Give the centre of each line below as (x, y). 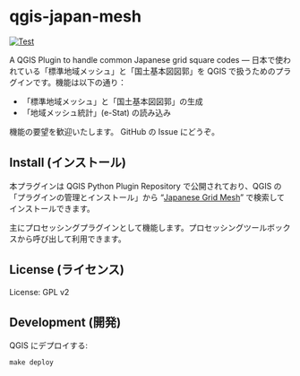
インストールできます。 (52, 208)
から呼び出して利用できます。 (72, 239)
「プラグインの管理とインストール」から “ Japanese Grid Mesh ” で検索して (147, 197)
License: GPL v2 (39, 292)
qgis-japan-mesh (75, 17)
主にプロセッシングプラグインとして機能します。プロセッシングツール (138, 227)
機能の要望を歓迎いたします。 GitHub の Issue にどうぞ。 (114, 131)
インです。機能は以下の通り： (72, 82)
